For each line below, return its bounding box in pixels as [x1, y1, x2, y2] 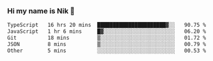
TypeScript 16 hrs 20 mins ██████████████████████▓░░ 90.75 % [7, 22, 207, 29]
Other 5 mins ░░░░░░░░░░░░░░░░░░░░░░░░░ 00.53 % [7, 47, 207, 54]
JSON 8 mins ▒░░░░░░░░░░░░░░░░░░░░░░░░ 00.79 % [7, 40, 207, 47]
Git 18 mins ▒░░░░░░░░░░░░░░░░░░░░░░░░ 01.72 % [7, 34, 207, 42]
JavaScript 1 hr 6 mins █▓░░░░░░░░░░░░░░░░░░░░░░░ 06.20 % [7, 28, 207, 35]
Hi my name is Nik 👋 [7, 6, 75, 16]
